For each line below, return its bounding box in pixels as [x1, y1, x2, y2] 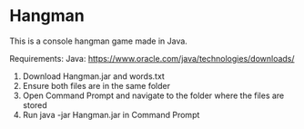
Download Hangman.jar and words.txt [22, 70, 166, 82]
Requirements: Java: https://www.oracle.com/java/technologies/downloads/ [9, 53, 295, 64]
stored [22, 99, 47, 110]
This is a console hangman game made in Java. [9, 35, 188, 46]
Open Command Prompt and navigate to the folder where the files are [22, 90, 285, 101]
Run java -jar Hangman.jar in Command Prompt [22, 109, 200, 120]
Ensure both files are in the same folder [22, 80, 171, 91]
